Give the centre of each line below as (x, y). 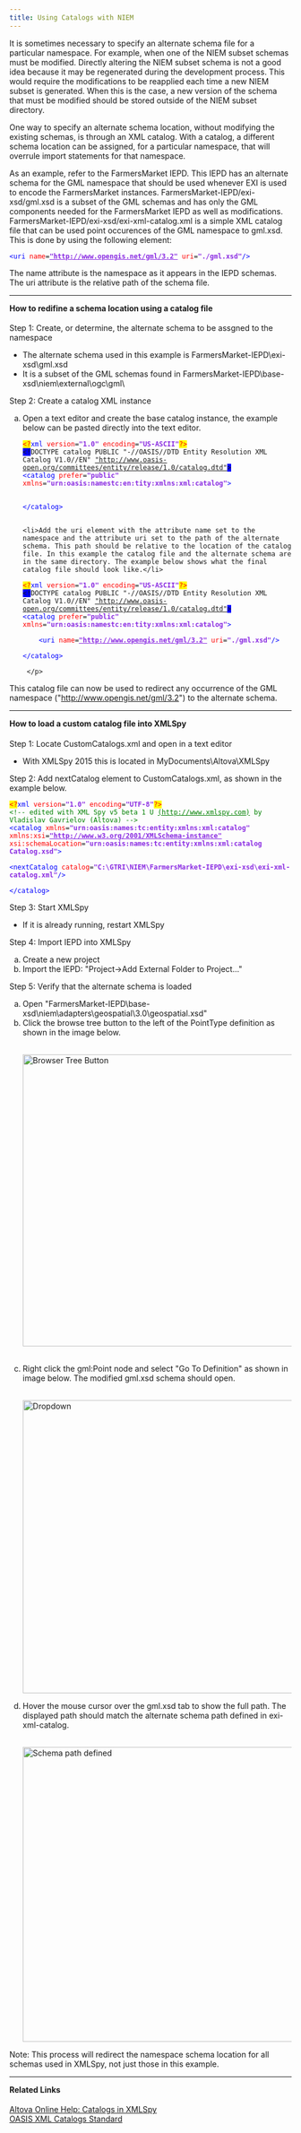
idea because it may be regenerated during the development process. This (147, 72)
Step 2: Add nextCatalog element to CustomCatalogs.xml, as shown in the (146, 778)
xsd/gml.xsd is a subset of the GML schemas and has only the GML (133, 202)
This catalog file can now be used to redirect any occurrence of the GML (143, 689)
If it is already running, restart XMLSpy (93, 924)
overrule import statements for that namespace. (98, 156)
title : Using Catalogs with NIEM (72, 17)
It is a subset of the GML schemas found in (101, 374)
